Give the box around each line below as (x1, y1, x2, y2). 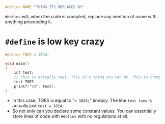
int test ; (14, 70, 34, 75)
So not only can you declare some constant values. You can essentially (12, 108, 156, 114)
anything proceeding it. (5, 19, 53, 25)
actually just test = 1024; (12, 102, 65, 108)
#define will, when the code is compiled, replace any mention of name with (5, 13, 157, 19)
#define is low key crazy (5, 36, 105, 47)
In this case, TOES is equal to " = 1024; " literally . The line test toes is (12, 97, 152, 103)
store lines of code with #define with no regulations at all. (12, 113, 129, 119)
